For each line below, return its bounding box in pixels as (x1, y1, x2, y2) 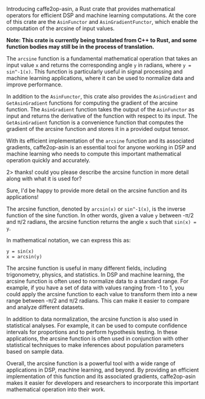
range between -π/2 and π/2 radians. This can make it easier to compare (6, 297, 190, 304)
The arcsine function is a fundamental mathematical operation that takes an (6, 55, 198, 62)
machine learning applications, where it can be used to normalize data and (6, 75, 195, 81)
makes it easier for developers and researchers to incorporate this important (6, 379, 199, 386)
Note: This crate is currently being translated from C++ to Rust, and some (6, 37, 197, 43)
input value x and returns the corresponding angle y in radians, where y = (6, 61, 192, 69)
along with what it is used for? (6, 175, 82, 182)
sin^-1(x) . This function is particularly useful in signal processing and (6, 68, 183, 75)
